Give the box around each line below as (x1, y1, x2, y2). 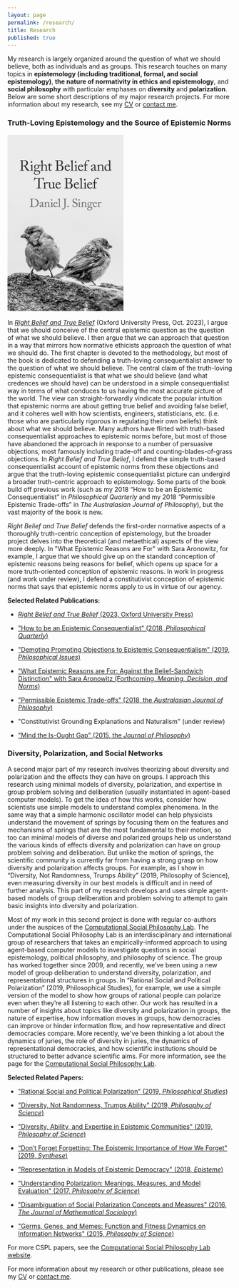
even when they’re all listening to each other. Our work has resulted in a (7, 998, 218, 1007)
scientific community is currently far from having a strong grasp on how (7, 855, 218, 864)
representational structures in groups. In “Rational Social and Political (7, 975, 210, 985)
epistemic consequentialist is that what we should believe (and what (7, 371, 208, 380)
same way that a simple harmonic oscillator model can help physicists (7, 810, 213, 819)
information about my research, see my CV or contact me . (7, 100, 178, 109)
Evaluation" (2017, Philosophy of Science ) (17, 1186, 141, 1195)
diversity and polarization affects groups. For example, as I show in (7, 863, 205, 872)
